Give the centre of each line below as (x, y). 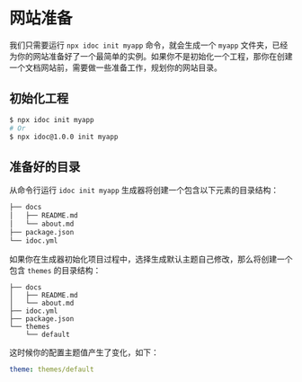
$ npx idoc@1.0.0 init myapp (64, 137)
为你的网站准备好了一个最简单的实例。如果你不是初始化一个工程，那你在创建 (151, 56)
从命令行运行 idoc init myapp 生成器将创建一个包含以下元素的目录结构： (144, 191)
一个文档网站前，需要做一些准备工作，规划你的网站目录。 (115, 67)
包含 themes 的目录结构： (55, 270)
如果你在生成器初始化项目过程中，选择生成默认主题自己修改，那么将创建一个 (151, 259)
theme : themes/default (52, 369)
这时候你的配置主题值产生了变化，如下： (84, 352)
